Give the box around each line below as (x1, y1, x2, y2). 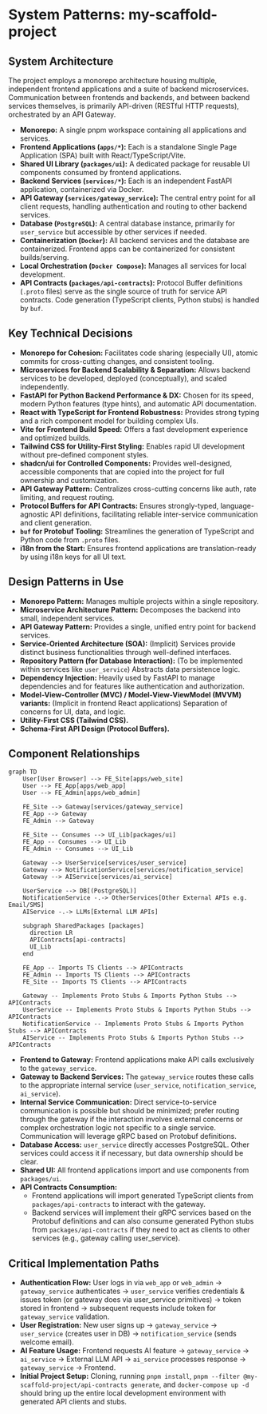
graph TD (8, 768, 37, 777)
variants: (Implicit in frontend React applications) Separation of (19, 698, 228, 708)
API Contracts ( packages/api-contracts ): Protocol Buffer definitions (19, 278, 243, 287)
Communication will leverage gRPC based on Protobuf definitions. (19, 1132, 238, 1141)
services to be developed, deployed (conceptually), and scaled (19, 373, 227, 383)
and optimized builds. (19, 433, 91, 442)
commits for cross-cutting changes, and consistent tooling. (19, 356, 214, 365)
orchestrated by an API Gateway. (8, 110, 116, 119)
